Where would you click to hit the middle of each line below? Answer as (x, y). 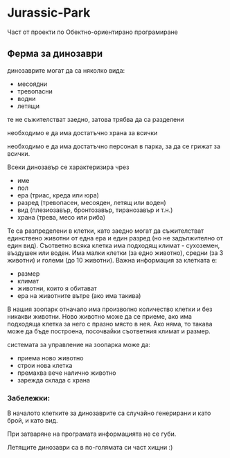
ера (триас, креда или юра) (58, 195)
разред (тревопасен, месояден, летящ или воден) (91, 202)
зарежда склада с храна (53, 380)
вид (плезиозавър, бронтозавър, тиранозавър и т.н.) (95, 210)
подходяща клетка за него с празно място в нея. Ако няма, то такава (110, 324)
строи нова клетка (45, 365)
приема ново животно (50, 358)
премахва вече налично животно (67, 373)
